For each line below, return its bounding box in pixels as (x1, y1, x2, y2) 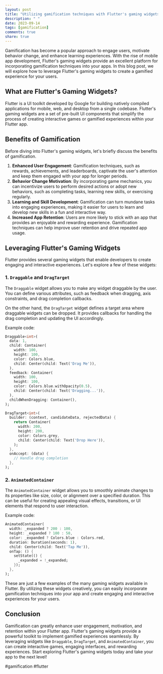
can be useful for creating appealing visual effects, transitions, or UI (5, 498, 141, 504)
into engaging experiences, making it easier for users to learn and (12, 204, 144, 210)
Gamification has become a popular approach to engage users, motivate (5, 47, 150, 53)
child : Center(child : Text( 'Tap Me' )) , (9, 544, 90, 550)
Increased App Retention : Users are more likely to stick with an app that (12, 214, 157, 220)
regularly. (12, 194, 32, 199)
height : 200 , (17, 429, 45, 434)
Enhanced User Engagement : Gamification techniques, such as (12, 162, 140, 168)
